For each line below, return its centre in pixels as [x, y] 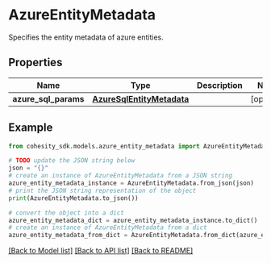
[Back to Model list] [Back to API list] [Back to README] [101, 251]
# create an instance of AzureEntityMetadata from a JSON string [120, 176]
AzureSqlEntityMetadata [141, 98]
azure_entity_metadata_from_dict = [68, 236]
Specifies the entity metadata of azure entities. [86, 37]
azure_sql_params [48, 98]
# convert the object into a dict [67, 213]
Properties [35, 63]
